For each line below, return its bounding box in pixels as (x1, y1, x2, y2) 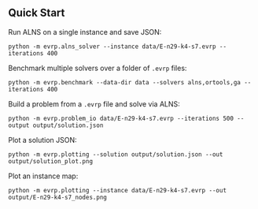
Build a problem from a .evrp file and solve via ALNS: (8, 99, 181, 109)
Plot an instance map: (8, 171, 79, 181)
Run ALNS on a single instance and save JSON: (8, 27, 162, 36)
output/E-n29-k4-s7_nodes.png (8, 193, 108, 201)
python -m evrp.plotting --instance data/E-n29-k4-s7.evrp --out (8, 186, 227, 194)
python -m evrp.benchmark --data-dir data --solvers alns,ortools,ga (8, 78, 241, 86)
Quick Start (8, 6, 65, 20)
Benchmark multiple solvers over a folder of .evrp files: (8, 63, 187, 73)
